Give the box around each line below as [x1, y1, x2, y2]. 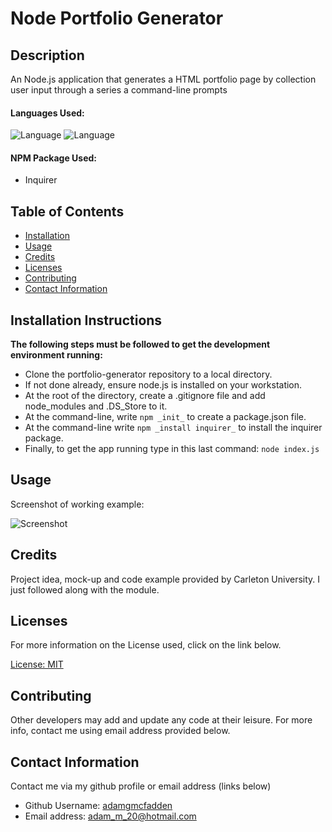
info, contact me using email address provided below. [10, 725, 231, 737]
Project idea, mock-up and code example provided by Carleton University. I [10, 573, 321, 585]
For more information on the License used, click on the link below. [10, 639, 282, 651]
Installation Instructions [10, 312, 163, 329]
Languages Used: [10, 107, 85, 119]
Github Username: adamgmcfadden [24, 800, 173, 812]
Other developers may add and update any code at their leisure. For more [10, 714, 313, 726]
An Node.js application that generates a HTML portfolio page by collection [10, 73, 317, 85]
